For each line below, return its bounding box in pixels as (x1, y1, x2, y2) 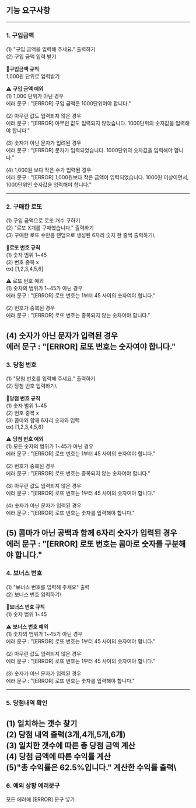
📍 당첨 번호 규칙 (6, 395, 41, 402)
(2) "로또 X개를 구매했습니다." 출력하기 (6, 224, 94, 231)
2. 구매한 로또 (6, 203, 43, 211)
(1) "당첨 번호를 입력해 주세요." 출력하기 (6, 375, 96, 382)
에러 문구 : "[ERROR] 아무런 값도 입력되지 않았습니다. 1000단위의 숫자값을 (6, 119, 174, 127)
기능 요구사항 (6, 5, 51, 16)
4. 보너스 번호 (6, 569, 43, 577)
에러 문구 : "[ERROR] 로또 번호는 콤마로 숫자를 (6, 539, 163, 549)
